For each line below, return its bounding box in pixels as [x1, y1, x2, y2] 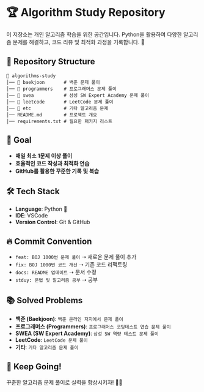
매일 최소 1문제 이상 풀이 [15, 152, 72, 159]
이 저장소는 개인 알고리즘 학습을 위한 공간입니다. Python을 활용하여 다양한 [6, 31, 182, 38]
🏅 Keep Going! [6, 361, 62, 372]
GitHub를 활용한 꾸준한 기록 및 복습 [15, 167, 100, 175]
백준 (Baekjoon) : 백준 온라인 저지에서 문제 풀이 [15, 315, 123, 322]
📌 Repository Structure [6, 56, 95, 67]
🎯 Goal [6, 135, 32, 145]
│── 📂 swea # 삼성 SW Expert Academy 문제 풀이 [6, 92, 150, 99]
